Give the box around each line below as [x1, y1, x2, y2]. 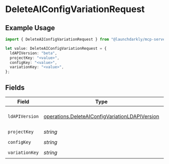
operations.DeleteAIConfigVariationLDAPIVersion [43, 113, 159, 120]
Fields [5, 83, 25, 92]
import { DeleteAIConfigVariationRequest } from [5, 37, 109, 42]
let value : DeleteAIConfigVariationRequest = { [5, 46, 107, 51]
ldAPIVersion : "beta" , [10, 50, 57, 56]
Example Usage [5, 24, 55, 32]
